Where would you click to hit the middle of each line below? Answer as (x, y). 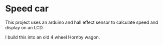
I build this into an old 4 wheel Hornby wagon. (53, 37)
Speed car (27, 9)
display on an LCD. (25, 27)
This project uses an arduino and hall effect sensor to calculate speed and (82, 22)
